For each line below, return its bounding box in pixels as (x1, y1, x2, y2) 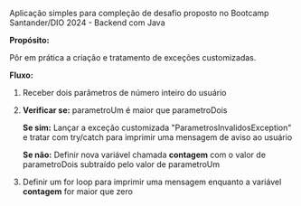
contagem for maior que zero (22, 186, 134, 197)
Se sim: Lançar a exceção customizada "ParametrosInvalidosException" (22, 122, 292, 133)
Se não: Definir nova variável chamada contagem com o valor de (22, 149, 267, 160)
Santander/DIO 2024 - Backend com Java (9, 17, 165, 28)
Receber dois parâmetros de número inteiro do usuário (22, 88, 227, 98)
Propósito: (9, 35, 50, 45)
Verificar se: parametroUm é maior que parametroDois (22, 105, 228, 116)
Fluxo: (9, 70, 33, 80)
